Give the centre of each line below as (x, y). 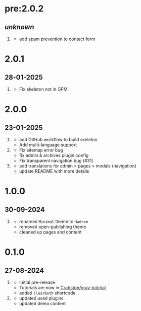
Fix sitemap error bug (41, 150)
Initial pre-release (37, 282)
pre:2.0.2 (24, 9)
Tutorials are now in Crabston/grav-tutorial (62, 288)
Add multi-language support (48, 145)
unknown (19, 27)
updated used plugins (41, 298)
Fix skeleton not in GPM (43, 89)
